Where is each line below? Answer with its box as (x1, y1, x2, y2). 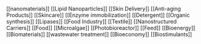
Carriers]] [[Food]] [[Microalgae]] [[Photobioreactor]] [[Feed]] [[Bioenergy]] (6, 24, 196, 31)
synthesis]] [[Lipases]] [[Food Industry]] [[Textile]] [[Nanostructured (6, 18, 177, 25)
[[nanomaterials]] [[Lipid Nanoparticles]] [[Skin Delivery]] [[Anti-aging (6, 5, 181, 12)
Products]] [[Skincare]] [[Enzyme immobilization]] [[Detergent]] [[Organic (6, 11, 190, 19)
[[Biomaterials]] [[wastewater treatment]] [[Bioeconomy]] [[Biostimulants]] (6, 31, 192, 38)
